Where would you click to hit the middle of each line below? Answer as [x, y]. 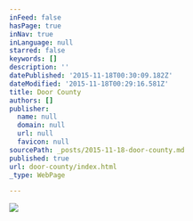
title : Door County [45, 92]
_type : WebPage [37, 175]
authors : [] [31, 100]
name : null [37, 117]
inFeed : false [36, 17]
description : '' [39, 68]
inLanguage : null [41, 42]
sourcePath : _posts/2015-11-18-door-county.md [97, 150]
